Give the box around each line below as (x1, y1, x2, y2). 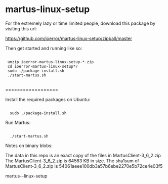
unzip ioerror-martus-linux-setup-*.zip (7, 59, 94, 64)
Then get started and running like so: (5, 45, 82, 51)
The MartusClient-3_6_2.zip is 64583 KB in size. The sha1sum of (5, 158, 139, 164)
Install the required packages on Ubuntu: (5, 96, 90, 102)
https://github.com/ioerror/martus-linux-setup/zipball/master (5, 35, 133, 41)
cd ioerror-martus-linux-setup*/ (7, 64, 78, 69)
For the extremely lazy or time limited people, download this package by (5, 20, 156, 26)
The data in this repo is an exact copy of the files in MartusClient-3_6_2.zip (5, 152, 161, 158)
